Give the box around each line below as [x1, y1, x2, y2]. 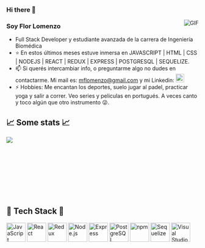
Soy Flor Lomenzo [6, 21, 61, 30]
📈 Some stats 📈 [6, 117, 70, 128]
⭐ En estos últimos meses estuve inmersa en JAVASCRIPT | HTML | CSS [15, 49, 198, 57]
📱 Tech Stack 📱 [6, 206, 65, 216]
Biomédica [15, 42, 43, 49]
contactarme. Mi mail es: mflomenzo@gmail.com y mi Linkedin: [15, 76, 174, 84]
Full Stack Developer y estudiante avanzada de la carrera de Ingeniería [15, 36, 193, 43]
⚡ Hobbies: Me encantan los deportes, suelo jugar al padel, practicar [15, 84, 188, 91]
